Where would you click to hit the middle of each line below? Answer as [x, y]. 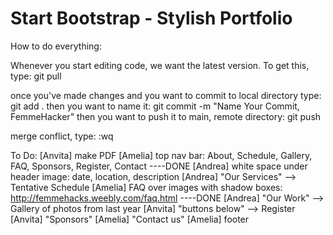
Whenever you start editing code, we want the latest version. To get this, [160, 65]
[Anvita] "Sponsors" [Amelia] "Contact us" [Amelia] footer [130, 219]
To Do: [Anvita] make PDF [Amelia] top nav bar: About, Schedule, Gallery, [161, 155]
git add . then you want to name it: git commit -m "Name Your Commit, [155, 106]
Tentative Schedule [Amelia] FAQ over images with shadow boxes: [146, 187]
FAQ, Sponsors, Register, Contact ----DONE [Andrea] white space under [159, 166]
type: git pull [36, 76]
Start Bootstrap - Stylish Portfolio [151, 18]
